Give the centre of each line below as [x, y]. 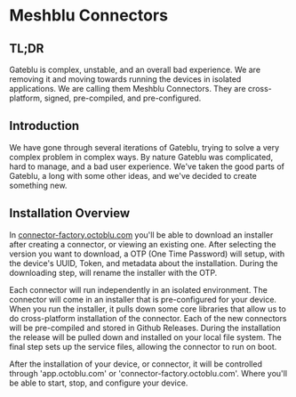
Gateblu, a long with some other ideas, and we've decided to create [133, 175]
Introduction [44, 126]
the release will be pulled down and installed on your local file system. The [145, 337]
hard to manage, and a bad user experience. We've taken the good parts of [147, 166]
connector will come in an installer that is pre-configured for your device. [143, 299]
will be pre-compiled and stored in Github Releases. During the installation [145, 328]
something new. [38, 185]
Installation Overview [70, 213]
